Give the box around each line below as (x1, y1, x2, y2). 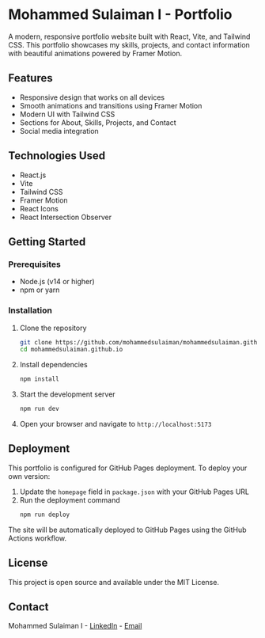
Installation (8, 305, 53, 316)
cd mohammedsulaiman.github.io (19, 346, 123, 354)
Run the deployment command (19, 495, 120, 504)
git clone (19, 338, 53, 346)
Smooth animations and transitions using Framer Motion (19, 101, 203, 110)
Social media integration (19, 126, 99, 135)
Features (8, 71, 53, 85)
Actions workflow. (8, 533, 67, 543)
